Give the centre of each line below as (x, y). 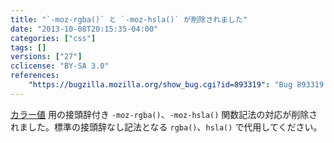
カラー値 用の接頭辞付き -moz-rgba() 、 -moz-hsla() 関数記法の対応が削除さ (164, 114)
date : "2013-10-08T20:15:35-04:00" (84, 29)
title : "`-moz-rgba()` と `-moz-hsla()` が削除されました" (129, 19)
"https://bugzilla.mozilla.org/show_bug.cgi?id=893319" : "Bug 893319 (176, 85)
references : (35, 76)
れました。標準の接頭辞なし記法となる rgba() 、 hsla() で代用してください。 (166, 127)
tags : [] (28, 47)
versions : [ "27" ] (46, 57)
